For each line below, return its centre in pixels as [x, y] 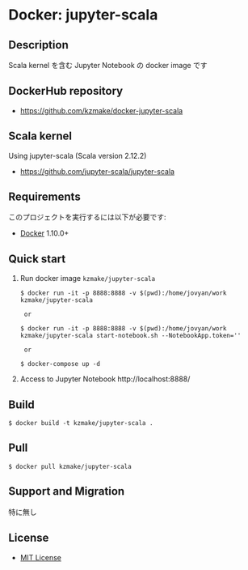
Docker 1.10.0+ [44, 233]
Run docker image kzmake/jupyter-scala [88, 279]
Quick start [37, 259]
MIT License [41, 557]
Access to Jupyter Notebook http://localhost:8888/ [105, 379]
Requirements [44, 197]
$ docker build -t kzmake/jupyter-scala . [81, 423]
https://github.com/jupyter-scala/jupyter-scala [97, 171]
